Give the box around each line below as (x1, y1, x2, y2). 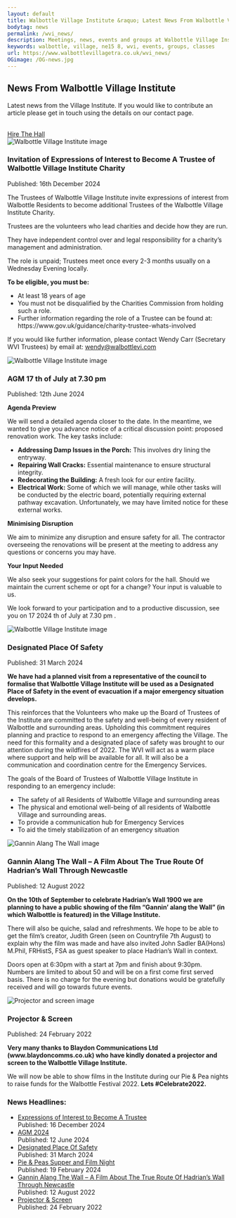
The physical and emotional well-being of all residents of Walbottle (17, 803, 211, 811)
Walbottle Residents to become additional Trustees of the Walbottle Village (7, 200, 223, 209)
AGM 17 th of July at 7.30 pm (7, 374, 107, 383)
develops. (7, 695, 37, 703)
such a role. (17, 306, 52, 314)
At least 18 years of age (17, 291, 86, 300)
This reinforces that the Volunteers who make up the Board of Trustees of (7, 708, 221, 717)
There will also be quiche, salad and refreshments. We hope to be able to (7, 924, 219, 933)
